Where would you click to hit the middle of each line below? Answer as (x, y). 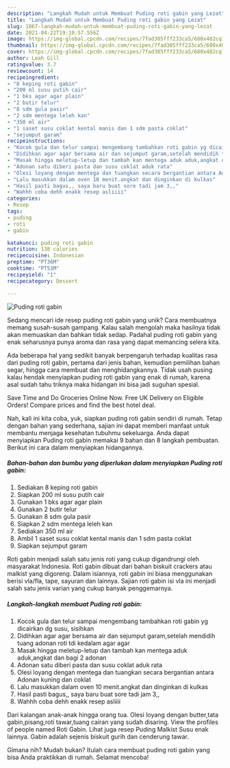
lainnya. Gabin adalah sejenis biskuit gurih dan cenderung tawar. (98, 737)
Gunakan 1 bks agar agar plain (60, 502)
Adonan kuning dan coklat (54, 679)
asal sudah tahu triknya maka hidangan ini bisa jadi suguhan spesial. (103, 384)
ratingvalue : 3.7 (32, 65)
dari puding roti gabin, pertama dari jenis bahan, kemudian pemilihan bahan (114, 362)
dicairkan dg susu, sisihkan (55, 629)
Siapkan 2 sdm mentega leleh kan (65, 524)
